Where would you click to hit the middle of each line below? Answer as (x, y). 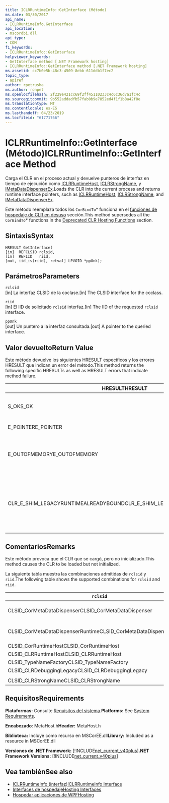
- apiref (14, 80)
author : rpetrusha (24, 85)
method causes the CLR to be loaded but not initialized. (63, 564)
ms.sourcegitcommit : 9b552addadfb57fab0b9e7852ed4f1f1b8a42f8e (73, 99)
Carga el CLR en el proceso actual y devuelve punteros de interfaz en (77, 178)
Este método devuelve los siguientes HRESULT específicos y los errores (80, 360)
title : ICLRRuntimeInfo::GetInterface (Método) (56, 10)
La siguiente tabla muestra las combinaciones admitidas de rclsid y (76, 573)
